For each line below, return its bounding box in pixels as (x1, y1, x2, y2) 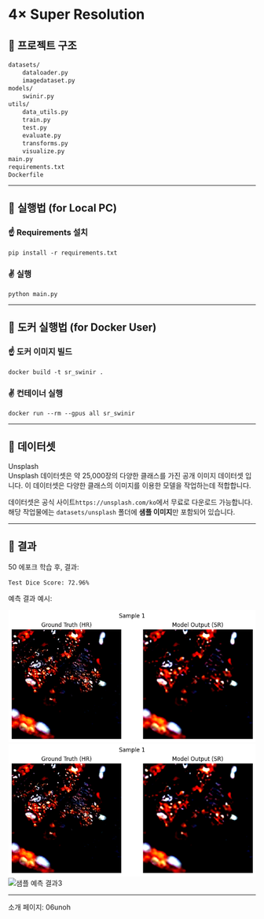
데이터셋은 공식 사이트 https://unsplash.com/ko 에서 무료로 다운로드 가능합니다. (8, 497, 253, 507)
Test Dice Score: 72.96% (8, 579, 90, 587)
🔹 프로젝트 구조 (8, 38, 77, 52)
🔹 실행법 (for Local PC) (8, 202, 118, 215)
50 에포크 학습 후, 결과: (8, 562, 79, 571)
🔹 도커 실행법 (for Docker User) (8, 320, 157, 335)
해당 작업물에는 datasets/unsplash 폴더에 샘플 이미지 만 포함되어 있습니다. (8, 507, 236, 516)
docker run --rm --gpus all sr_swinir (8, 409, 135, 417)
